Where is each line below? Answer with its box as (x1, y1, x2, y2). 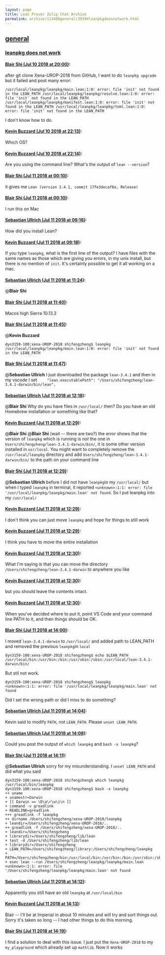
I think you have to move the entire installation (5, 539, 98, 545)
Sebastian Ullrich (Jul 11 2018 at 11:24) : (5, 277, 86, 283)
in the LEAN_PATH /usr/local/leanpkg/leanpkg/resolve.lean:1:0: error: (5, 91, 155, 96)
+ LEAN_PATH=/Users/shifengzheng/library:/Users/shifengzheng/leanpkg (5, 847, 153, 852)
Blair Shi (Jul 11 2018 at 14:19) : (5, 928, 68, 934)
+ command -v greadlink (5, 804, 54, 809)
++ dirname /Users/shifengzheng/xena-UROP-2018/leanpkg (5, 816, 122, 822)
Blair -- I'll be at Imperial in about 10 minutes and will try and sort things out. (5, 912, 159, 918)
